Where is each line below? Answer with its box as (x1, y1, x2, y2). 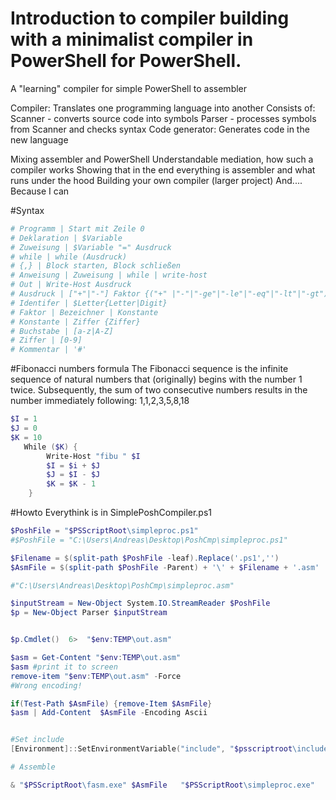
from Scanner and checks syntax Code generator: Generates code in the (10, 123, 310, 135)
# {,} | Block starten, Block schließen (10, 261, 182, 271)
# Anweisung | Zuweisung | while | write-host (10, 270, 208, 281)
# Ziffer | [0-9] (10, 335, 83, 346)
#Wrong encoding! (10, 680, 83, 691)
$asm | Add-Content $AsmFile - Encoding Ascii (10, 708, 208, 718)
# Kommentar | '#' (10, 345, 87, 355)
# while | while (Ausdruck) (10, 252, 128, 262)
